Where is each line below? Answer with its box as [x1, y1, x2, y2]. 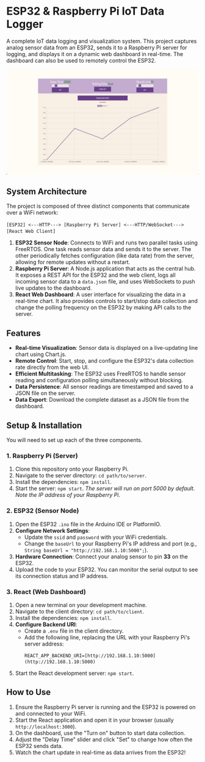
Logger [6, 17, 44, 31]
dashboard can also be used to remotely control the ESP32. [6, 57, 156, 64]
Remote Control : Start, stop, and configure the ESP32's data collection [15, 357, 194, 365]
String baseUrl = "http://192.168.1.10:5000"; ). [24, 546, 148, 554]
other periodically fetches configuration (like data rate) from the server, [15, 252, 194, 260]
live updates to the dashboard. [15, 285, 92, 292]
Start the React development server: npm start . [15, 669, 134, 677]
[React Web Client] [6, 229, 56, 235]
